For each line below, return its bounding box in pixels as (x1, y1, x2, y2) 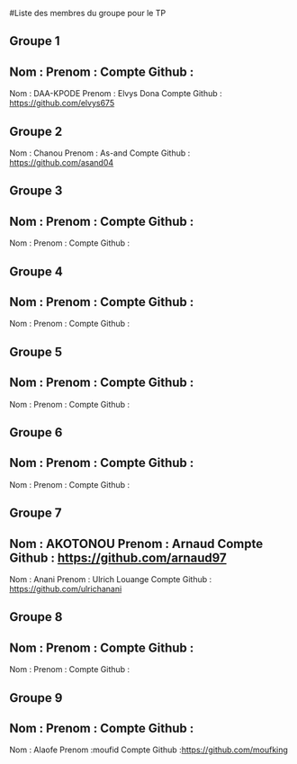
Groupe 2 (9, 123, 63, 139)
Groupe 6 (9, 425, 63, 440)
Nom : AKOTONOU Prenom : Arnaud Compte (9, 535, 264, 552)
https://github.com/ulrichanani (9, 584, 122, 595)
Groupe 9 (9, 690, 63, 706)
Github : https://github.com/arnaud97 (9, 550, 227, 565)
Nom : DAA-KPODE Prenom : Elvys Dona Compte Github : (9, 88, 222, 99)
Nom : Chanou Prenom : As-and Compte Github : (9, 148, 191, 158)
